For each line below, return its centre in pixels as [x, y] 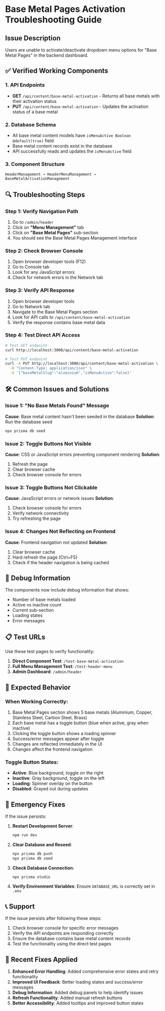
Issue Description [33, 38]
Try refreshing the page [36, 518]
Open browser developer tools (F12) [49, 261]
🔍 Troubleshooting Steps [45, 195]
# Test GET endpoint [27, 345]
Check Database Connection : [43, 868]
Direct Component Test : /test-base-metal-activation [68, 661]
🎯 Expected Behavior [38, 687]
